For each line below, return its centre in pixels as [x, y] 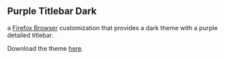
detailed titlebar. [30, 35]
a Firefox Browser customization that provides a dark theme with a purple [113, 27]
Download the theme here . [45, 48]
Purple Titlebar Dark [52, 11]
